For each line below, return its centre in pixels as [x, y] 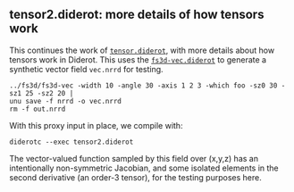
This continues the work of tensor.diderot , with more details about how [142, 50]
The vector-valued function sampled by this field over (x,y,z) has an [134, 158]
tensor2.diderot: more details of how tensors [137, 15]
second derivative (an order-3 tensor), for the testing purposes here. [135, 177]
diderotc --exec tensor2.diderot [71, 142]
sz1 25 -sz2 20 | [42, 93]
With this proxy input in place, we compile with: [96, 125]
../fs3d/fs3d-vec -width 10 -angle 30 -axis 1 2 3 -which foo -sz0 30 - [147, 85]
